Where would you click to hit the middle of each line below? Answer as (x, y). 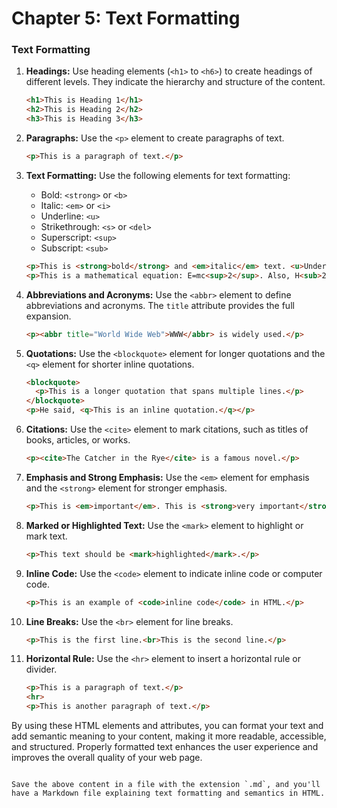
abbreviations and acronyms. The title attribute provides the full (160, 305)
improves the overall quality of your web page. (107, 758)
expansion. (48, 316)
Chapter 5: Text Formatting (126, 18)
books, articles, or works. (78, 440)
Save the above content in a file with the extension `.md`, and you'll (166, 785)
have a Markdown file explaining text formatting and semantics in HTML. (168, 793)
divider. (41, 669)
